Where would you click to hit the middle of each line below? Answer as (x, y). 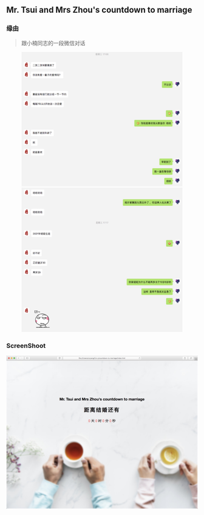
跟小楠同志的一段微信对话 (53, 43)
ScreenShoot (26, 346)
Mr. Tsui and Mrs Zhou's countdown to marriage (99, 10)
